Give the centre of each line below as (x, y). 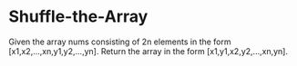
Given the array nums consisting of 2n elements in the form (120, 42)
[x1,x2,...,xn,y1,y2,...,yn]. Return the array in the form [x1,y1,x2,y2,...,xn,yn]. (148, 51)
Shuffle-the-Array (78, 17)
